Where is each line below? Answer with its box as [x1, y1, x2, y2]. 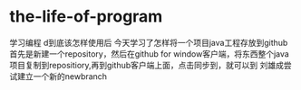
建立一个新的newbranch [16, 70, 107, 82]
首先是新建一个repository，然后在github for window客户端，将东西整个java [9, 48, 290, 59]
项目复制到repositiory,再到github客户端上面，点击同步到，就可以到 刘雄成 [9, 59, 284, 70]
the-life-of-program [9, 6, 163, 27]
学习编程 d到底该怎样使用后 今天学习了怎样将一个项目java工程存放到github [9, 37, 288, 48]
